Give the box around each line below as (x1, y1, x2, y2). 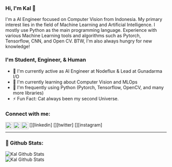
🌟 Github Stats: (5, 139, 44, 147)
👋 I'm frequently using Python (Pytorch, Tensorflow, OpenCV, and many (12, 84, 164, 90)
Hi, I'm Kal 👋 (5, 5, 36, 12)
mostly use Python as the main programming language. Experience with (5, 27, 157, 33)
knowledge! (5, 44, 30, 50)
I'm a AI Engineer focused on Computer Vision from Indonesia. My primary (5, 16, 163, 23)
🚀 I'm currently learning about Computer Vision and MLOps (12, 79, 138, 85)
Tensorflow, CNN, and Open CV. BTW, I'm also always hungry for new (5, 38, 153, 44)
